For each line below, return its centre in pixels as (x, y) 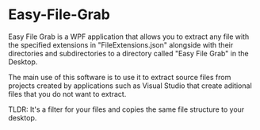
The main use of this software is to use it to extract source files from (120, 77)
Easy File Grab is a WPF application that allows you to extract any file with (129, 36)
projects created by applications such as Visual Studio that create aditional (130, 86)
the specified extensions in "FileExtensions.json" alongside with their (121, 44)
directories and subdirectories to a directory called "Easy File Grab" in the (128, 53)
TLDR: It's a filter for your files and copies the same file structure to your (126, 109)
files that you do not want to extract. (67, 94)
